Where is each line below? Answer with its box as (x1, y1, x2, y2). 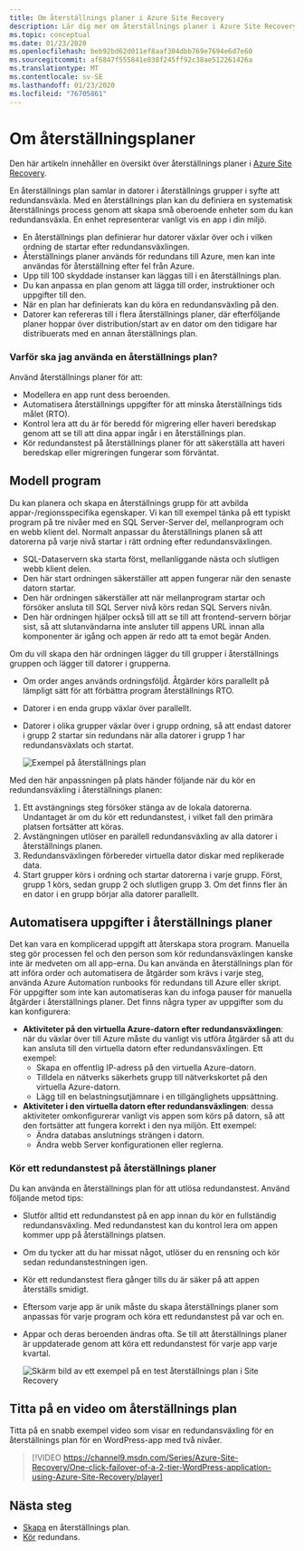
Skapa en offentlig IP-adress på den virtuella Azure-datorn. (35, 1062, 257, 1073)
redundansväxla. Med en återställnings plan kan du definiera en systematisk (9, 195, 293, 206)
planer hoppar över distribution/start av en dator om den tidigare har (22, 318, 278, 329)
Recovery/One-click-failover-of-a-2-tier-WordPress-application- (31, 1462, 272, 1473)
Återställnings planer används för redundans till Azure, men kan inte (22, 251, 276, 262)
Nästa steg (9, 1497, 72, 1513)
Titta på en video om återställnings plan (9, 1401, 238, 1417)
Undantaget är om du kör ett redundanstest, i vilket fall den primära (22, 811, 273, 822)
